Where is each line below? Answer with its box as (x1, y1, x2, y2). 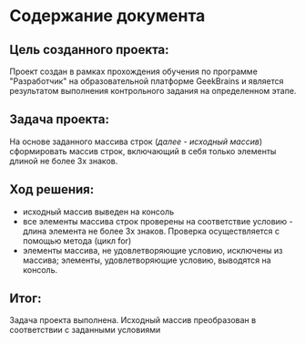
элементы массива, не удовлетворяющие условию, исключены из (22, 245, 283, 255)
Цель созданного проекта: (9, 42, 170, 57)
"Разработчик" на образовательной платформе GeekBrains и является (9, 76, 284, 87)
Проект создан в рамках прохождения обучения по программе (9, 66, 258, 77)
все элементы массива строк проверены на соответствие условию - (22, 215, 293, 226)
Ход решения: (9, 182, 95, 197)
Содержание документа (9, 5, 206, 26)
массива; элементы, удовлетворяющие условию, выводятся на (22, 255, 271, 266)
